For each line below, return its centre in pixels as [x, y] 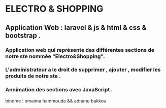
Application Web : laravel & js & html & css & [76, 28]
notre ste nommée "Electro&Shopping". [55, 56]
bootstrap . [23, 35]
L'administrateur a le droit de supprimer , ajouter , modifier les [83, 70]
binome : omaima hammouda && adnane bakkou [56, 101]
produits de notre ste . [33, 76]
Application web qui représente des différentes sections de [80, 50]
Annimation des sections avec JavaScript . [59, 90]
